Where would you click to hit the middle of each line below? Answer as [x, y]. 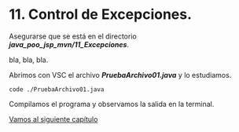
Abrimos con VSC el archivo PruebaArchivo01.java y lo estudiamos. [120, 75]
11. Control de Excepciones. [100, 15]
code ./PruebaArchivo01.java [57, 89]
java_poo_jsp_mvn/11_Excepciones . [69, 44]
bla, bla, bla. [29, 60]
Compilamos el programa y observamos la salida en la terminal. [112, 104]
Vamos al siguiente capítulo [53, 119]
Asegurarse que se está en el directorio [73, 36]
